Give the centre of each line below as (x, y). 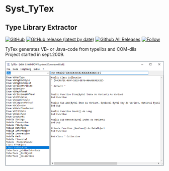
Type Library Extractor (41, 27)
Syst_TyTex (30, 9)
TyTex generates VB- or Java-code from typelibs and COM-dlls (71, 49)
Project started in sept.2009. (35, 54)
